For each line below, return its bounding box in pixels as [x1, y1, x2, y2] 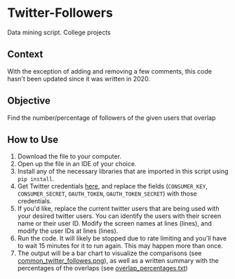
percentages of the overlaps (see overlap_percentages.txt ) [17, 264, 188, 273]
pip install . [17, 175, 55, 183]
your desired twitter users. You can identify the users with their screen [17, 212, 222, 220]
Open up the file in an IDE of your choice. [17, 160, 137, 168]
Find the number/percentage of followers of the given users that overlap [7, 114, 216, 122]
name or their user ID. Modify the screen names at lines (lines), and [17, 219, 212, 228]
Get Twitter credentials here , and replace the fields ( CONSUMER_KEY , [17, 182, 208, 191]
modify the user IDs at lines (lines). [17, 226, 119, 236]
